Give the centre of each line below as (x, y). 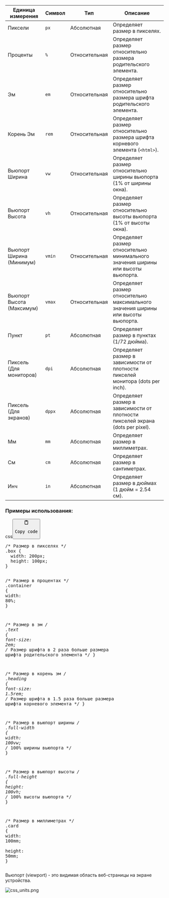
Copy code (26, 532)
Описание (137, 13)
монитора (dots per (136, 381)
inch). (120, 388)
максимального (132, 302)
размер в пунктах (135, 335)
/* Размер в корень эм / (36, 673)
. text (12, 629)
